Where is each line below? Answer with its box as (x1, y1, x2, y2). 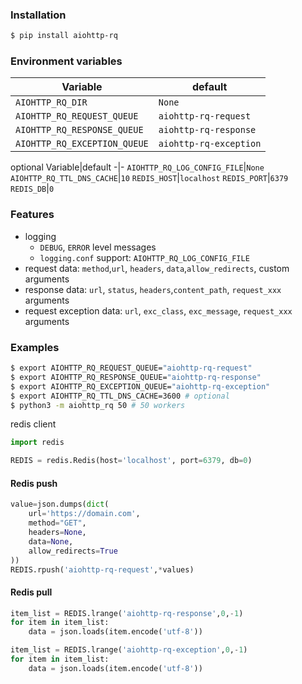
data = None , (28, 536, 74, 547)
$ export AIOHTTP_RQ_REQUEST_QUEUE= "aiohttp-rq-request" (10, 363, 253, 373)
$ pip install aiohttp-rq (10, 31, 118, 41)
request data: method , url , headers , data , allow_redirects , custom (24, 262, 290, 274)
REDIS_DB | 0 (10, 183, 55, 195)
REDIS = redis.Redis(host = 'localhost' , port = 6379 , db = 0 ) (10, 456, 253, 466)
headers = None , (28, 528, 87, 538)
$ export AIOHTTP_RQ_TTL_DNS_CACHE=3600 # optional (10, 391, 230, 401)
